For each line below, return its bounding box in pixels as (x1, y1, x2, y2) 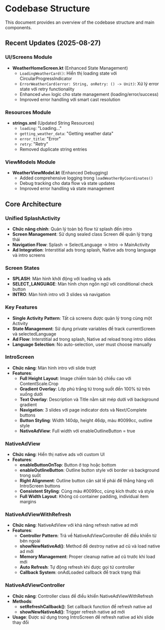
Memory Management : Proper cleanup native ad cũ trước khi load (19, 554, 156, 560)
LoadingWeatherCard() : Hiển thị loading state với (19, 70, 117, 76)
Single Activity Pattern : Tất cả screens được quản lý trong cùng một (12, 315, 152, 321)
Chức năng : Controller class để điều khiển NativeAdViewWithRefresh (12, 593, 154, 599)
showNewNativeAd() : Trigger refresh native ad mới (19, 609, 125, 615)
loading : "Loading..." (19, 125, 62, 131)
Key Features (5, 304, 38, 311)
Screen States (5, 264, 40, 271)
